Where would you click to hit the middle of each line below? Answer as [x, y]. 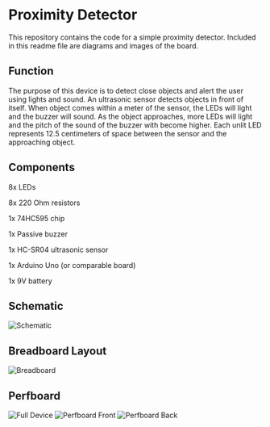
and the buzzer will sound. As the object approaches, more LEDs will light [131, 116]
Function [31, 71]
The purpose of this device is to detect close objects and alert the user [126, 90]
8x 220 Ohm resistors [44, 203]
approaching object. [42, 142]
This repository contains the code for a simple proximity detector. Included [132, 37]
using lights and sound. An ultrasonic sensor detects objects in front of [126, 99]
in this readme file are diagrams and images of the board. [104, 45]
